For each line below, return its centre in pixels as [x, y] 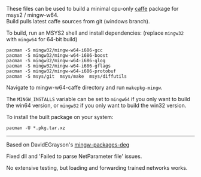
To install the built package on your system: [60, 117]
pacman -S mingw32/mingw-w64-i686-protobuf [61, 71]
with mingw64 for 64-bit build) [42, 39]
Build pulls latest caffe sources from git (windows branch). [78, 21]
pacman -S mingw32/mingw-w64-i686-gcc [54, 50]
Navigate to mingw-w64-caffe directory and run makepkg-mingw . [84, 87]
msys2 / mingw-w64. [32, 15]
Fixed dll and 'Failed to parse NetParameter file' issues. [74, 156]
